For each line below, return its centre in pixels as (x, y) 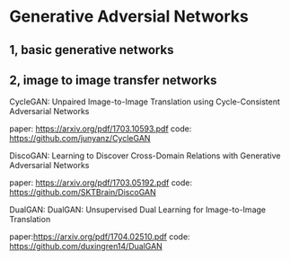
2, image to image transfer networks (113, 80)
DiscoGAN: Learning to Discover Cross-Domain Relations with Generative (145, 156)
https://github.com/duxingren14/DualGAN (86, 247)
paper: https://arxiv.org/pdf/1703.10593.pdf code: (101, 129)
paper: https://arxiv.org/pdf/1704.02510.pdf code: (100, 237)
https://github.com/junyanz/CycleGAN (80, 139)
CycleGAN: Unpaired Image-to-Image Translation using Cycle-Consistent (145, 102)
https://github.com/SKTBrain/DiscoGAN (83, 193)
